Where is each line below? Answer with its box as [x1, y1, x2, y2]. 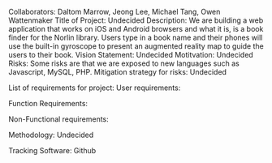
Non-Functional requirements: [8, 114, 110, 124]
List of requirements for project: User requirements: [8, 83, 181, 92]
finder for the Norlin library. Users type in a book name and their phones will [8, 32, 263, 42]
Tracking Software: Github [8, 146, 97, 155]
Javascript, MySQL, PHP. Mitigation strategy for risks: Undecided [8, 67, 227, 76]
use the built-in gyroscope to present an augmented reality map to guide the [8, 41, 264, 51]
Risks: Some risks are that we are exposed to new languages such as [8, 58, 240, 68]
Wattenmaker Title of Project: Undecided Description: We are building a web [8, 15, 264, 25]
